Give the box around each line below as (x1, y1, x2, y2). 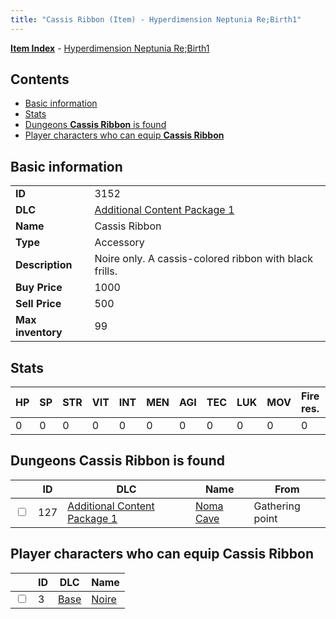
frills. (94, 264, 118, 278)
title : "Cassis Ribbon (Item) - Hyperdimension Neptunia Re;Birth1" (10, 14, 302, 25)
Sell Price (15, 297, 62, 311)
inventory (15, 326, 63, 340)
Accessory (94, 236, 145, 250)
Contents (10, 71, 70, 88)
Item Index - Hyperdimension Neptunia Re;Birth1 (10, 42, 210, 54)
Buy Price (15, 281, 63, 295)
